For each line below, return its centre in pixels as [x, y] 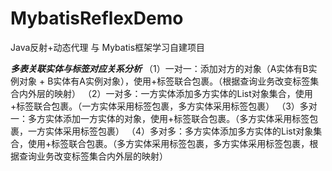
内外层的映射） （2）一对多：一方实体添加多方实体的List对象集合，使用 [165, 93]
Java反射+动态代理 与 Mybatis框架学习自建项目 [108, 47]
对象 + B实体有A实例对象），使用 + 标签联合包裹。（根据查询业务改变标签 [164, 81]
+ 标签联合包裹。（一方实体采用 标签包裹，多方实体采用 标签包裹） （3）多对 [164, 106]
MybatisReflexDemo [97, 18]
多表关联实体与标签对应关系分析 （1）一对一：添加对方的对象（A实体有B [159, 68]
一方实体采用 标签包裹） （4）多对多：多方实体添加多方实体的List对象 [170, 131]
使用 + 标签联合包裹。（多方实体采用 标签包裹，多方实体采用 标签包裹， [168, 143]
